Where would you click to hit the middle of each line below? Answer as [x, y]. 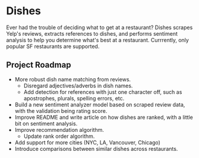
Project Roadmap [39, 65]
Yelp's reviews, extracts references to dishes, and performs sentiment [92, 33]
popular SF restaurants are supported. [53, 46]
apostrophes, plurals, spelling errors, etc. [74, 98]
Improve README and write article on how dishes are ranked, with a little [104, 117]
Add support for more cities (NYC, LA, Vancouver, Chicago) [87, 142]
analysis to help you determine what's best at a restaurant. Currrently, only [97, 40]
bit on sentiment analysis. [46, 124]
